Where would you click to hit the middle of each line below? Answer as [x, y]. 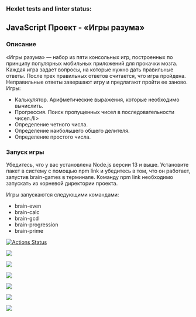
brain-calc [27, 212]
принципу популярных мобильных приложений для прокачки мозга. [92, 63]
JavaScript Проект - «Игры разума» [75, 28]
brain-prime [29, 230]
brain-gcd [27, 218]
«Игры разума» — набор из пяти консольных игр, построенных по [90, 57]
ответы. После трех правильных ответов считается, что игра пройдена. [96, 75]
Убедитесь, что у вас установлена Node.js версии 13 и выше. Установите [97, 164]
